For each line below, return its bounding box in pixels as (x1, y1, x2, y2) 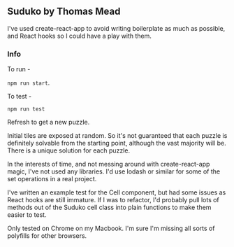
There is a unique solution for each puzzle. (7, 146, 131, 155)
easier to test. (7, 211, 47, 219)
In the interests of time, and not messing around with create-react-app (7, 160, 210, 169)
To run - (7, 65, 31, 73)
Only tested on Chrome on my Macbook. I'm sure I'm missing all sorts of (7, 224, 215, 233)
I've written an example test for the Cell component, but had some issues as (7, 188, 226, 197)
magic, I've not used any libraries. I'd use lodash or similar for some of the (7, 167, 221, 176)
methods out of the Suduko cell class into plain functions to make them (7, 203, 212, 212)
